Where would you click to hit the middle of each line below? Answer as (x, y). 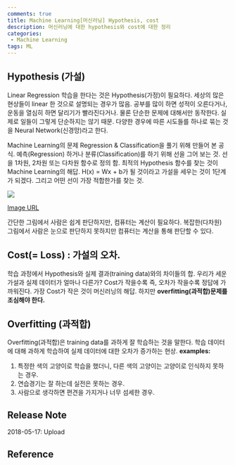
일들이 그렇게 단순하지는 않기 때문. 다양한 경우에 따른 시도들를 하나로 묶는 (121, 121)
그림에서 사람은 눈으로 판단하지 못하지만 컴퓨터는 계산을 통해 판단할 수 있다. (110, 231)
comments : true (30, 14)
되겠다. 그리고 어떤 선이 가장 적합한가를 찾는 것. (79, 180)
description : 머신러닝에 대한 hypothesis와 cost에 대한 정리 (89, 27)
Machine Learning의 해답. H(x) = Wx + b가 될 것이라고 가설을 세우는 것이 (109, 171)
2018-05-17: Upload (36, 432)
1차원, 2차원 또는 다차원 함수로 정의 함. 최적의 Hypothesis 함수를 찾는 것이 (116, 163)
